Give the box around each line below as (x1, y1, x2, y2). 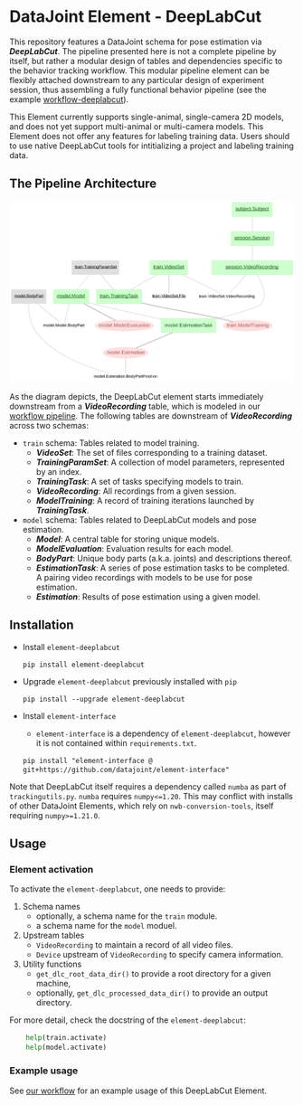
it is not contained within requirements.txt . (35, 737, 197, 748)
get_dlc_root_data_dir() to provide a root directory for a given (35, 968, 271, 979)
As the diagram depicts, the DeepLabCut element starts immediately (9, 391, 264, 401)
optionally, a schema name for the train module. (35, 911, 218, 921)
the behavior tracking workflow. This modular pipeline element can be (9, 65, 270, 76)
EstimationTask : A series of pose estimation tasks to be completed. (35, 562, 289, 573)
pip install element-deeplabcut (22, 660, 145, 669)
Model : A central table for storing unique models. (35, 534, 220, 544)
